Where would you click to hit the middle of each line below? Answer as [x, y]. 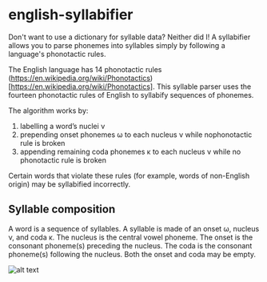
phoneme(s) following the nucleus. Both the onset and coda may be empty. [132, 254]
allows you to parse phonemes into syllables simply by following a [117, 45]
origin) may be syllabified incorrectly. [70, 184]
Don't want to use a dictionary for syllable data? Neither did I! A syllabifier [130, 37]
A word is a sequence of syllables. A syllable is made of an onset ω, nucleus [134, 228]
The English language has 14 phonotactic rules [85, 69]
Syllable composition [62, 209]
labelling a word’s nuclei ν [62, 126]
